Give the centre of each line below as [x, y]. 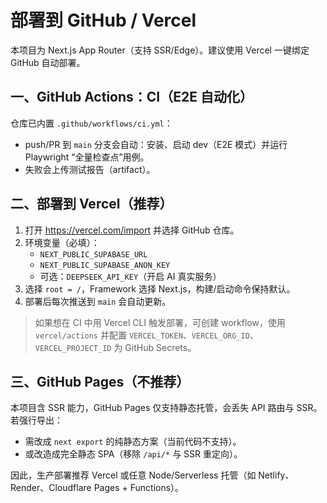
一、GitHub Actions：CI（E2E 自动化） [131, 97]
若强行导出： [36, 420]
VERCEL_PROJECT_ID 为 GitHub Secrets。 [115, 347]
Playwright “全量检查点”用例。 [87, 157]
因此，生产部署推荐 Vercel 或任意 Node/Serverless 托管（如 [133, 475]
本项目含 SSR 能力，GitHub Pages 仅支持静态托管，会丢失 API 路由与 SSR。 [166, 408]
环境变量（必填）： [62, 242]
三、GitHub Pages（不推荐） [100, 381]
